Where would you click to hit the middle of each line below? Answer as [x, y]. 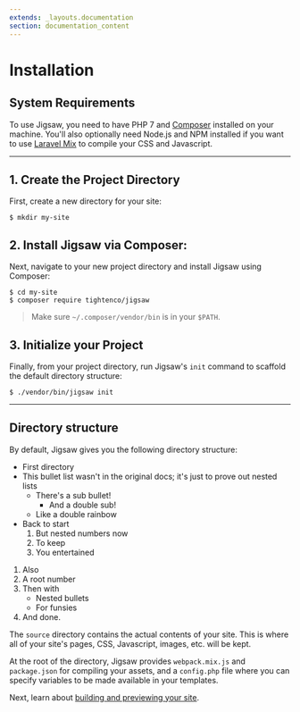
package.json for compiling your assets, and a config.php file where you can [150, 670]
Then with [41, 588]
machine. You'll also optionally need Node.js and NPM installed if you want [146, 134]
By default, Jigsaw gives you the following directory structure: [124, 449]
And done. [41, 616]
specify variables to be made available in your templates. [114, 680]
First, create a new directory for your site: [86, 201]
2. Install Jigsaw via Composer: [98, 245]
